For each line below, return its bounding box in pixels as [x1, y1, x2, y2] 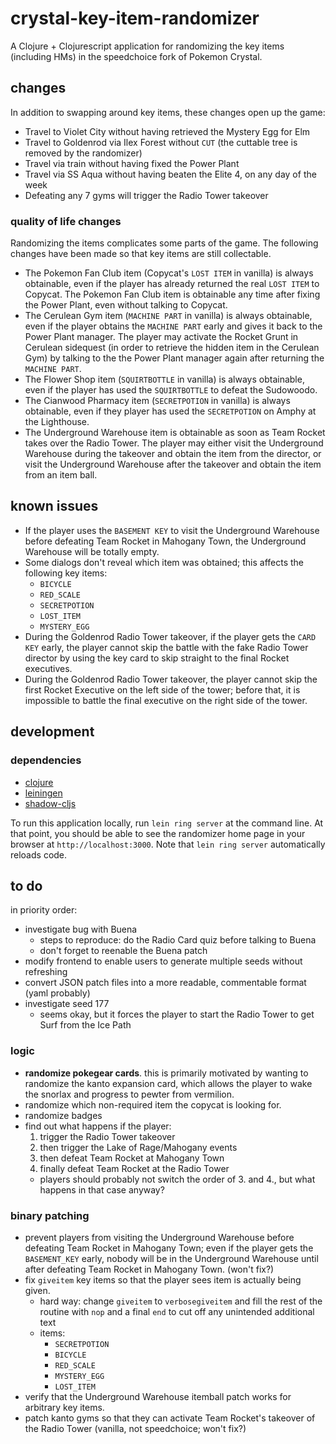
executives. [24, 662, 73, 674]
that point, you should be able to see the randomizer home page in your [10, 827, 306, 839]
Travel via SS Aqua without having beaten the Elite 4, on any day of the [24, 168, 317, 180]
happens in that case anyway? [39, 1183, 165, 1196]
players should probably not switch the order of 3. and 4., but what [39, 1173, 316, 1185]
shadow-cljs [24, 797, 77, 809]
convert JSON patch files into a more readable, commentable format [24, 977, 307, 989]
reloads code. [10, 848, 68, 861]
